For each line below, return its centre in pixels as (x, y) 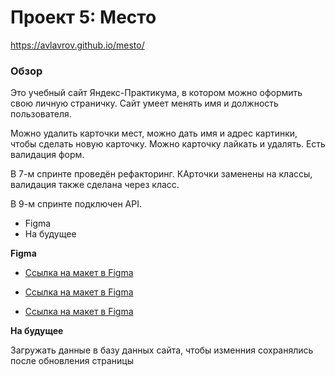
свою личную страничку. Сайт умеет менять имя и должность (144, 103)
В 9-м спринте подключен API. (76, 204)
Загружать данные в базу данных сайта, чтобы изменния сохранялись (162, 350)
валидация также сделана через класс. (95, 185)
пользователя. (41, 114)
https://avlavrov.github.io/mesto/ (77, 45)
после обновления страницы (72, 361)
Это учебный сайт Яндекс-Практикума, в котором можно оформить (156, 93)
